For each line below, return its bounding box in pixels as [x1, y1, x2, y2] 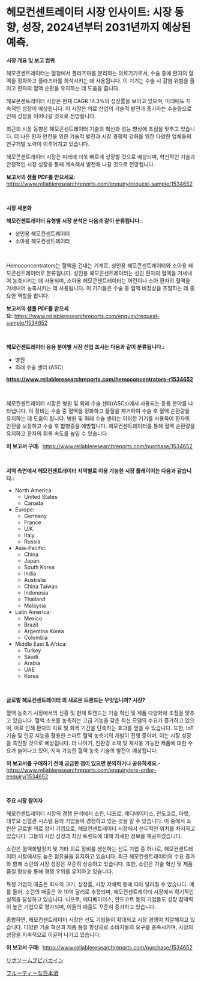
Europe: [14, 505, 35, 513]
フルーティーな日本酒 [6, 969, 59, 977]
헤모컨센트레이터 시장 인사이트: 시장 [6, 5, 172, 19]
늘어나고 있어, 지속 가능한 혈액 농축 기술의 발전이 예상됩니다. [17, 746, 158, 754]
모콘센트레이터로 [6, 269, 46, 277]
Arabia [23, 659, 41, 666]
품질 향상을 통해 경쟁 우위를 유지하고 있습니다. [6, 868, 114, 875]
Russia [23, 537, 41, 545]
